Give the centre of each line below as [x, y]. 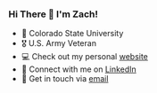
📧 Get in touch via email [65, 79]
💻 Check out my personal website [85, 57]
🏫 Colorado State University [72, 34]
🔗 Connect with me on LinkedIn [79, 69]
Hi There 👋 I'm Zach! [54, 14]
